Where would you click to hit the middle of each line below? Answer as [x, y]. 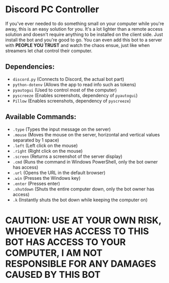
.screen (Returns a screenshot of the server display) [67, 156]
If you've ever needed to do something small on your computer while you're [85, 23]
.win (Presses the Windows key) [47, 178]
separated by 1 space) [36, 140]
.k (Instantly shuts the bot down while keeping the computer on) [80, 200]
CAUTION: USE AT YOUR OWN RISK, [83, 220]
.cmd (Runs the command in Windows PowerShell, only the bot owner [85, 161]
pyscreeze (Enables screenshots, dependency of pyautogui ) [75, 95]
